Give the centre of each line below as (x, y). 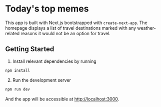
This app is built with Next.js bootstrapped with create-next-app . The (76, 23)
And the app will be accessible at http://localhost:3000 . (62, 99)
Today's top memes (47, 9)
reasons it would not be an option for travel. (66, 33)
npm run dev (17, 89)
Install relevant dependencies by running (54, 61)
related (12, 33)
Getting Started (30, 49)
